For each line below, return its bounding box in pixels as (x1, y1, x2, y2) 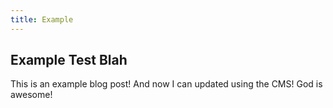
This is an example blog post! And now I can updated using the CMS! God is (10, 78, 323, 90)
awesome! (10, 89, 53, 101)
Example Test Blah (10, 52, 128, 69)
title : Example (10, 14, 74, 25)
